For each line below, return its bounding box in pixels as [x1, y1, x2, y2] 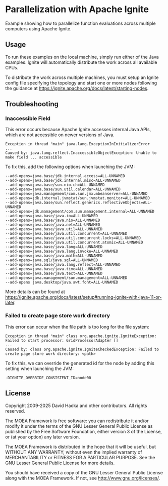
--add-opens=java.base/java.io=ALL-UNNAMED [5, 214, 98, 219]
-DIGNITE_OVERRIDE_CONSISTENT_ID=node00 [5, 375, 92, 380]
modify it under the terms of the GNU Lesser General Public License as [5, 423, 153, 429]
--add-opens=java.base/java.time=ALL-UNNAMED [5, 267, 102, 272]
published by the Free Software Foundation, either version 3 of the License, [5, 428, 162, 434]
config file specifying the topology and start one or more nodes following [5, 79, 157, 86]
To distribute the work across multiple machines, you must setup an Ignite [5, 74, 159, 80]
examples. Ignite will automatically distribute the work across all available [5, 59, 157, 65]
